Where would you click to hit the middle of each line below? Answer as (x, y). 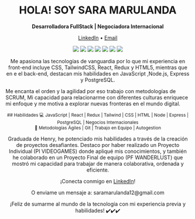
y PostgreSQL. (98, 80)
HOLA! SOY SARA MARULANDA (98, 10)
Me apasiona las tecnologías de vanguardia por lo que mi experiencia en (98, 61)
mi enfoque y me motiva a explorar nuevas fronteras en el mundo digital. (93, 104)
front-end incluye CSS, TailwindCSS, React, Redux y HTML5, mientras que (98, 67)
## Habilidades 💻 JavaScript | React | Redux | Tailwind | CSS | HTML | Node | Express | (98, 115)
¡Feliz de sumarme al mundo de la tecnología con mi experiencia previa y (98, 204)
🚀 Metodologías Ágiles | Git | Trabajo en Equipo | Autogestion (98, 127)
